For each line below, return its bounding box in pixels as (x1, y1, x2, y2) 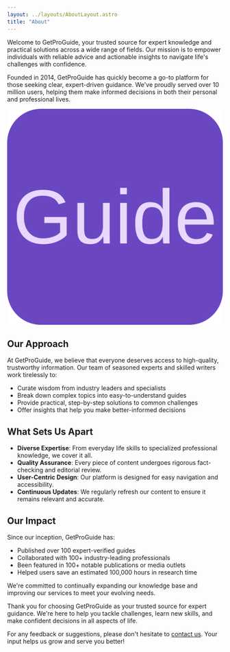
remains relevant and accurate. (16, 495, 105, 503)
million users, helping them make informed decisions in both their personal (7, 88, 218, 96)
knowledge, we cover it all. (16, 451, 93, 459)
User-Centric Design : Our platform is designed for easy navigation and (16, 473, 218, 481)
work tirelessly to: (7, 371, 57, 379)
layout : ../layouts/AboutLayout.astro (7, 11, 118, 18)
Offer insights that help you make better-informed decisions (16, 406, 186, 414)
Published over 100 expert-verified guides (16, 546, 136, 555)
